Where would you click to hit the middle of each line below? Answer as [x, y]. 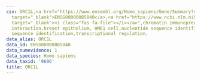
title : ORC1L [22, 67]
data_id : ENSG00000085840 [38, 45]
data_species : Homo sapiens [41, 56]
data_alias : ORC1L [29, 39]
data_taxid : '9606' [31, 61]
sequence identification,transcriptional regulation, [80, 34]
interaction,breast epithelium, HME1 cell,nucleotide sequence [92, 28]
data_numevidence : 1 [32, 50]
